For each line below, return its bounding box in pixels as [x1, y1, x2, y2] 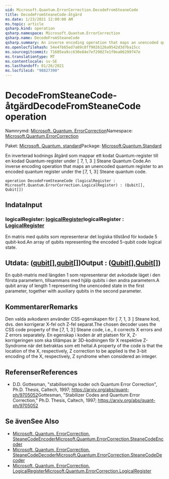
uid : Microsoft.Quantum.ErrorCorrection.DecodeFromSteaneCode [5, 7, 138, 13]
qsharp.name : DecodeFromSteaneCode [5, 36, 80, 41]
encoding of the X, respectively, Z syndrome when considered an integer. [5, 353, 157, 359]
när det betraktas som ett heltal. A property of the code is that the [27, 343, 163, 349]
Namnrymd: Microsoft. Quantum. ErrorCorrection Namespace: [5, 128, 133, 134]
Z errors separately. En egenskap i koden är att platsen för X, [5, 332, 132, 338]
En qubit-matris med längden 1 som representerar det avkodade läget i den [5, 272, 160, 278]
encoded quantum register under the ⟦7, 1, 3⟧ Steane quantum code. [5, 168, 147, 174]
